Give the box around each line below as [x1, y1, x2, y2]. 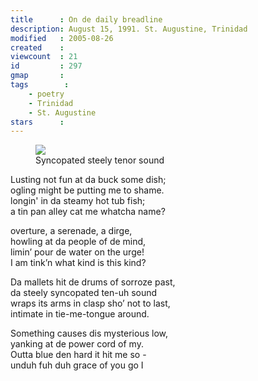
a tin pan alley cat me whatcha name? [10, 206, 166, 218]
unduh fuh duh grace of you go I [10, 359, 144, 371]
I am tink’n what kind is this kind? [10, 257, 147, 269]
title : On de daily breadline [10, 14, 163, 25]
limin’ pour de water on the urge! [10, 246, 145, 258]
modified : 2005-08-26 [10, 33, 114, 43]
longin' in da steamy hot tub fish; [10, 195, 146, 207]
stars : [10, 117, 65, 127]
